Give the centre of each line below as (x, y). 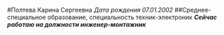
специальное (27, 17)
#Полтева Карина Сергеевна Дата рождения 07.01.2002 (90, 10)
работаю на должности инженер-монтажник (77, 24)
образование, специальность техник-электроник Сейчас (132, 17)
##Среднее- (193, 10)
